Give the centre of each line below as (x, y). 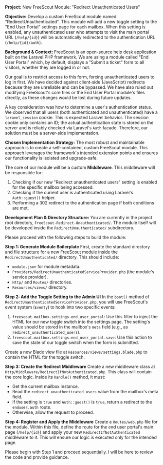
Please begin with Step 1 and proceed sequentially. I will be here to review (79, 452)
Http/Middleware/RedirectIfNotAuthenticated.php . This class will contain (78, 372)
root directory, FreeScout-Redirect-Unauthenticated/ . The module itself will (81, 222)
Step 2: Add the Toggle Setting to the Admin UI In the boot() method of (77, 297)
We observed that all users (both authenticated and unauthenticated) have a (81, 112)
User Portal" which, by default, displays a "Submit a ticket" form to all (75, 62)
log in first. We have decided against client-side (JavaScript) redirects (75, 82)
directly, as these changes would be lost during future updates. (68, 98)
